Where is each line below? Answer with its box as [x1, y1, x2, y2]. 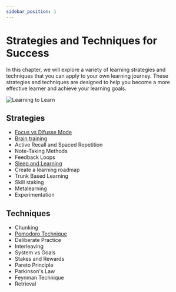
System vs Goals [14, 249, 56, 256]
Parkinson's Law [14, 268, 55, 275]
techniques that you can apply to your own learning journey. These [6, 72, 169, 79]
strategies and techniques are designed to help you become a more [6, 78, 171, 85]
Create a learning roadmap [14, 166, 80, 174]
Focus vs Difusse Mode [14, 129, 72, 136]
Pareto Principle [14, 261, 54, 268]
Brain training [14, 135, 48, 142]
